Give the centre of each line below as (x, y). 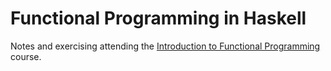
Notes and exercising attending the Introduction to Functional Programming (165, 46)
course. (26, 56)
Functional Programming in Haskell (158, 18)
